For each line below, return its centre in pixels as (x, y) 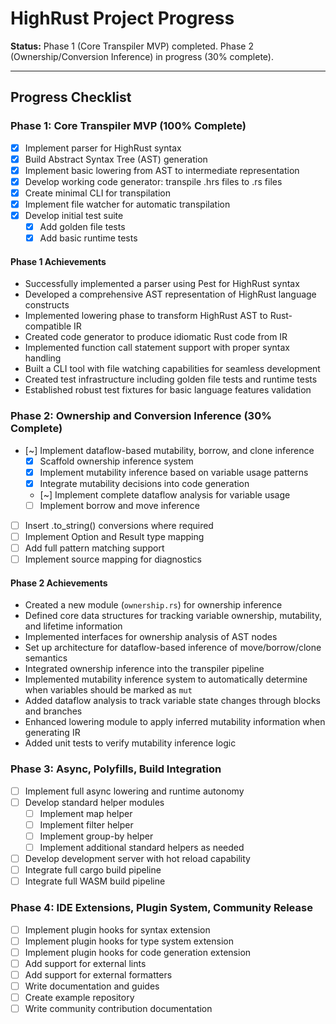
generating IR (52, 733)
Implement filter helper (86, 824)
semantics (46, 658)
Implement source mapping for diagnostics (113, 559)
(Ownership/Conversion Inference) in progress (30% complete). (142, 56)
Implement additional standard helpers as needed (142, 847)
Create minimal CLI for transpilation (97, 193)
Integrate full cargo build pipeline (93, 870)
